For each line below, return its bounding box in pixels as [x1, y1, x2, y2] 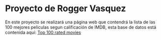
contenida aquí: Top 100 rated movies [5, 29, 81, 35]
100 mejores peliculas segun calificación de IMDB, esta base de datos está [5, 24, 157, 30]
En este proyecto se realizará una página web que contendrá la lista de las [5, 19, 156, 25]
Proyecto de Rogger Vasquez [5, 3, 126, 14]
